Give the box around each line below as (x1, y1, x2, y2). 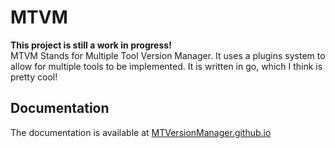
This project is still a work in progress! (10, 39, 172, 51)
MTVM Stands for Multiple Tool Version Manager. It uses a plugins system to (10, 49, 326, 61)
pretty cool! (10, 71, 58, 83)
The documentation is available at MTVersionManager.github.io (10, 126, 272, 138)
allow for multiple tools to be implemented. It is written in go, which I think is (10, 60, 323, 72)
